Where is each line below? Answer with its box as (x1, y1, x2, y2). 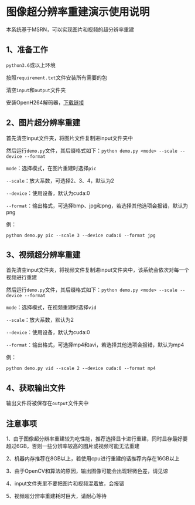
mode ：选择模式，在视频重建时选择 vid (6, 304, 97, 311)
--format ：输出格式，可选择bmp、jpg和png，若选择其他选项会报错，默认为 (6, 202, 189, 209)
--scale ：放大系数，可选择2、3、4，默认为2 (6, 177, 114, 184)
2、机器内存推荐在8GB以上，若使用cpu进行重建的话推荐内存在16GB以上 (6, 455, 180, 462)
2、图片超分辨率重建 (6, 118, 81, 128)
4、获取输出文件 (6, 383, 66, 393)
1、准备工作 (6, 45, 49, 55)
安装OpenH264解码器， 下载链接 (6, 99, 84, 106)
